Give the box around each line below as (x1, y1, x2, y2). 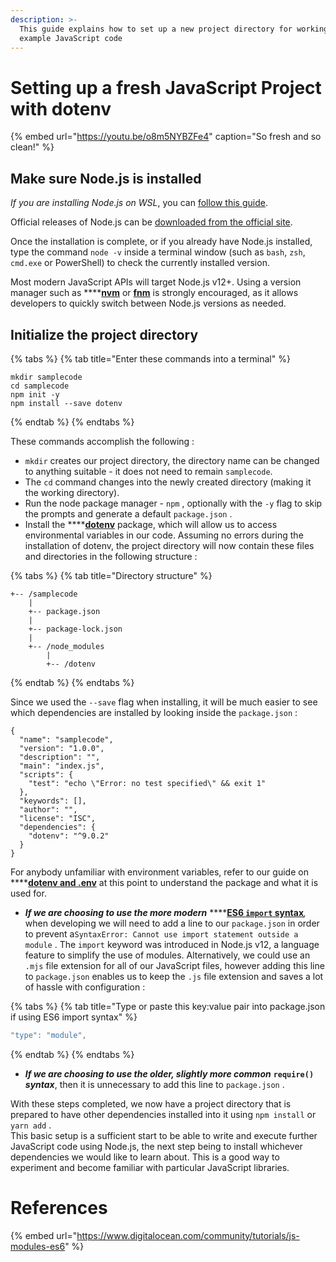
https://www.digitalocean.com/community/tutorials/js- (76, 1229, 300, 1241)
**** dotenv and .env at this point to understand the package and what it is (10, 876, 319, 888)
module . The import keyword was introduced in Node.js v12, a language (24, 938, 320, 950)
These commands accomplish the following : (10, 435, 195, 447)
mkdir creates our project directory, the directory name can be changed (24, 454, 320, 466)
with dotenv (10, 97, 112, 120)
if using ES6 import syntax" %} (10, 1011, 138, 1023)
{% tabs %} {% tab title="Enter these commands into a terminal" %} (10, 352, 291, 365)
